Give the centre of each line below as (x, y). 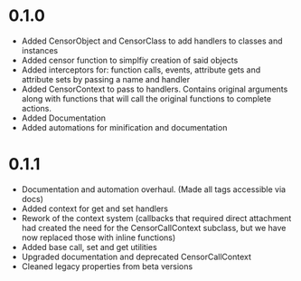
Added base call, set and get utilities (89, 247)
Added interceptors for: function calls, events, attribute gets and (141, 70)
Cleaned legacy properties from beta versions (107, 266)
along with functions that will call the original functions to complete (146, 98)
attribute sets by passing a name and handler (106, 79)
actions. (36, 108)
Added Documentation (63, 118)
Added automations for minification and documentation (124, 127)
